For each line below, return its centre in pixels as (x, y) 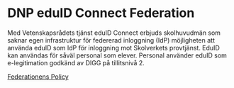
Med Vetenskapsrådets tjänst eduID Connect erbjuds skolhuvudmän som (114, 33)
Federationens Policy (38, 77)
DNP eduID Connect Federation (101, 13)
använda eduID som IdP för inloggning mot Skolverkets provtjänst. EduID (113, 48)
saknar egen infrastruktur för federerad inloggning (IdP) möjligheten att (111, 40)
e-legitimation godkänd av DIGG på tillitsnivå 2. (76, 62)
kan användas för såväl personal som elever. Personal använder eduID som (117, 55)
